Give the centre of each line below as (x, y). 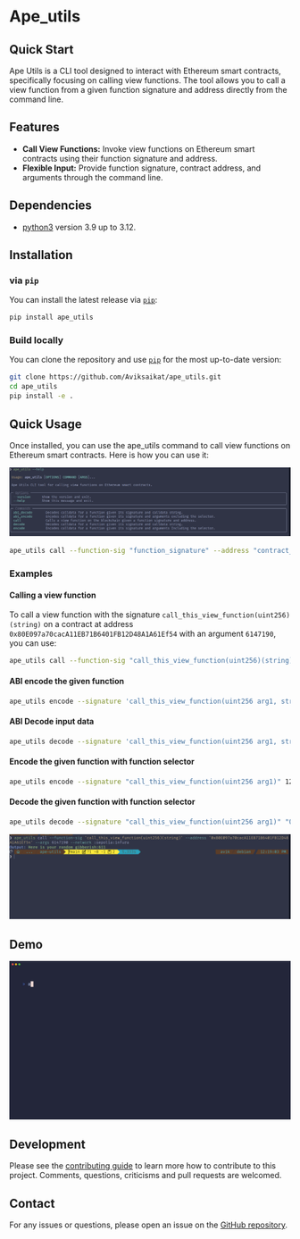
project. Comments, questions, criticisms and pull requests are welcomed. (146, 1176)
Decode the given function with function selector (102, 802)
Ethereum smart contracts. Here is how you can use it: (109, 455)
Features (34, 127)
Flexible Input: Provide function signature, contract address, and (142, 168)
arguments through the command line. (92, 177)
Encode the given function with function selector (102, 762)
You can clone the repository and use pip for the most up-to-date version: (146, 360)
